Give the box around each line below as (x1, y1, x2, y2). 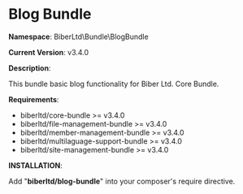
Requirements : (8, 94, 59, 104)
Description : (8, 63, 51, 73)
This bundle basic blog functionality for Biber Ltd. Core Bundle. (8, 79, 219, 88)
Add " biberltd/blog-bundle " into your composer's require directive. (8, 176, 236, 186)
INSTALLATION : (8, 160, 63, 170)
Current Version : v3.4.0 (8, 47, 89, 57)
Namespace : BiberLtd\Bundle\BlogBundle (8, 32, 149, 41)
